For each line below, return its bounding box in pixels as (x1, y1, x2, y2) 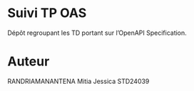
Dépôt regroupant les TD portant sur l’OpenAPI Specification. (7, 28, 187, 37)
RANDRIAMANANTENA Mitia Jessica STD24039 (7, 77, 150, 85)
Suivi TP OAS (7, 5, 87, 21)
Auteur (7, 53, 50, 70)
